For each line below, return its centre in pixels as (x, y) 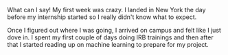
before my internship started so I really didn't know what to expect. (102, 17)
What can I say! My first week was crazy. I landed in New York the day (106, 10)
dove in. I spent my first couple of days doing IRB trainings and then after (111, 37)
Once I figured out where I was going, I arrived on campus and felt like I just (114, 30)
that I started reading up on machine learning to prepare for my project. (108, 44)
